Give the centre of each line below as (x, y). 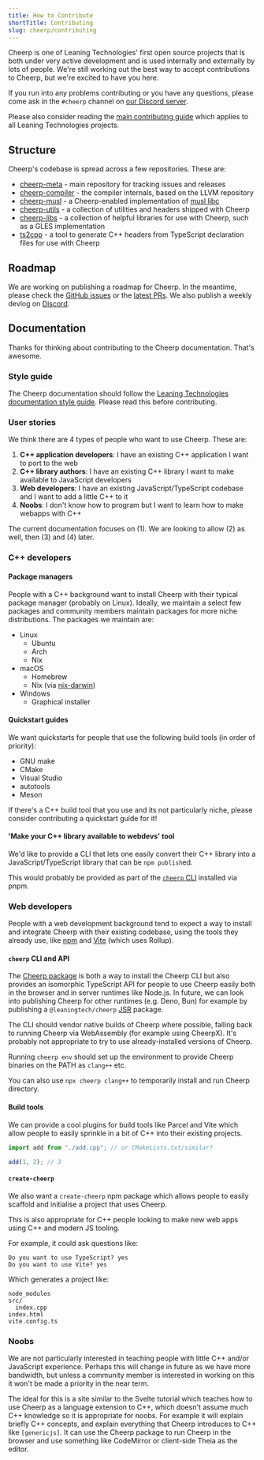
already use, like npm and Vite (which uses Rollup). (91, 940)
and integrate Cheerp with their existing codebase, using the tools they (123, 932)
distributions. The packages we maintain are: (81, 619)
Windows (35, 693)
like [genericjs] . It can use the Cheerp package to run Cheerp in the (119, 1432)
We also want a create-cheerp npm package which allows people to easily (129, 1195)
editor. (19, 1449)
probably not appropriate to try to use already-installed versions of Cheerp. (130, 1042)
